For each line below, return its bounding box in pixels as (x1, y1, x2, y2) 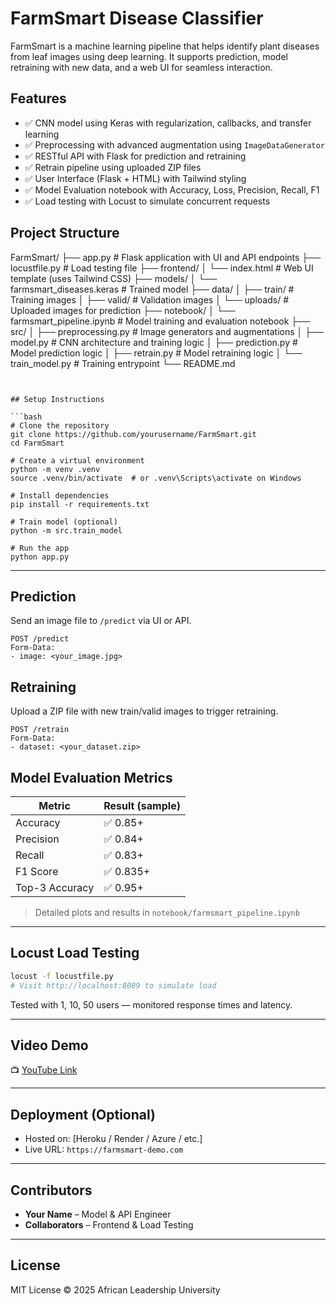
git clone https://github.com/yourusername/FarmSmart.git (10, 429, 257, 439)
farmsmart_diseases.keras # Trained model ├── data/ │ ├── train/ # (10, 283, 295, 295)
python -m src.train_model (10, 525, 123, 536)
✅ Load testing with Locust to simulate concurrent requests (24, 195, 271, 207)
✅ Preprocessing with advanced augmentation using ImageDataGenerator (24, 138, 325, 151)
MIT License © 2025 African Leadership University (10, 1283, 221, 1296)
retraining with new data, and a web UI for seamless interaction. (10, 61, 273, 73)
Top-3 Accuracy (15, 881, 95, 894)
